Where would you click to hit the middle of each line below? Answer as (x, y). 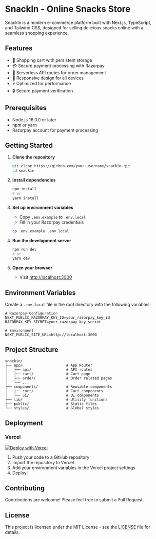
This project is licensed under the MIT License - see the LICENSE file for (78, 527)
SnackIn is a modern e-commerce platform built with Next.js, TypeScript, (78, 22)
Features (19, 48)
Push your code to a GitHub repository (51, 457)
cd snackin (23, 171)
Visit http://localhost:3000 (46, 277)
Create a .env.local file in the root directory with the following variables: (78, 305)
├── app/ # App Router (49, 365)
